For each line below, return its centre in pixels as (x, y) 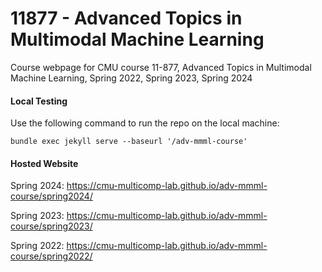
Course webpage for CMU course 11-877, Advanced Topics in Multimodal (161, 67)
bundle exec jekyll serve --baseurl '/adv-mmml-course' (129, 142)
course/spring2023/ (51, 226)
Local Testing (39, 101)
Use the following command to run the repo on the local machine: (145, 123)
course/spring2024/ (51, 196)
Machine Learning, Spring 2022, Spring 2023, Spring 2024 (131, 78)
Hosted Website (44, 163)
